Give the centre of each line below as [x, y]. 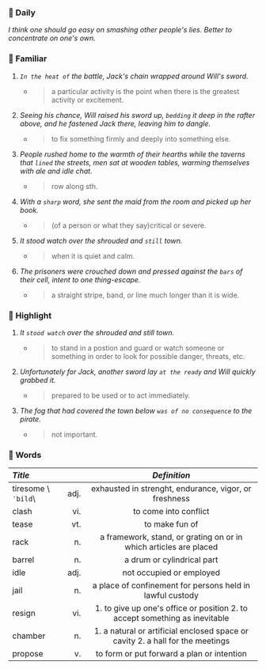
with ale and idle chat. [56, 171]
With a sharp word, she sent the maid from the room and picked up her [135, 202]
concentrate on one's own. [52, 38]
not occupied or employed [171, 573]
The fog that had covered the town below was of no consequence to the [136, 410]
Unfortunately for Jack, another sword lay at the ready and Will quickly [137, 372]
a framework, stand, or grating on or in [171, 537]
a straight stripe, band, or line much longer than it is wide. [145, 295]
